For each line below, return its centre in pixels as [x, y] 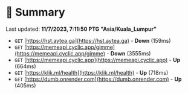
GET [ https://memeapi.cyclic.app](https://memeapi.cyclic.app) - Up [97, 60]
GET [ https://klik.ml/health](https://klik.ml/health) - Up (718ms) [91, 72]
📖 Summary [35, 12]
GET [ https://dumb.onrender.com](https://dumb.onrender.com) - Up [98, 79]
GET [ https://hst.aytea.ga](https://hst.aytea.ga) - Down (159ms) [92, 40]
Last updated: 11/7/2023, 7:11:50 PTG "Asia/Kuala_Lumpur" [81, 29]
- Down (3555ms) [129, 53]
